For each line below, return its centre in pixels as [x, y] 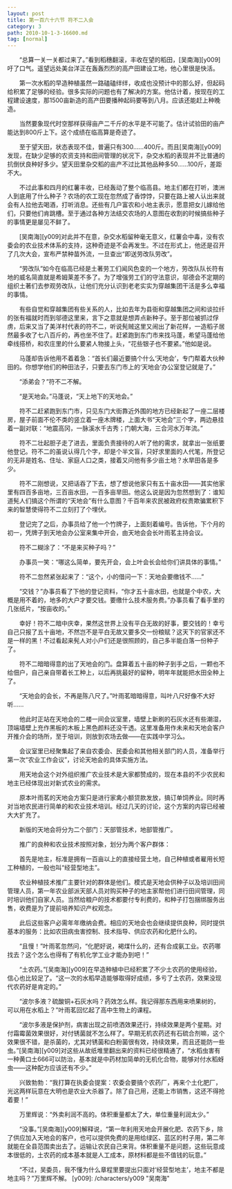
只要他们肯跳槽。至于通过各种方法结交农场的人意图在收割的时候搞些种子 [122, 213]
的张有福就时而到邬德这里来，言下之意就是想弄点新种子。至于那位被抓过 [110, 318]
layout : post [26, 13]
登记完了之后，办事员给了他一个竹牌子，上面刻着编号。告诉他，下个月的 [122, 524]
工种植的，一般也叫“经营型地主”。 [55, 868]
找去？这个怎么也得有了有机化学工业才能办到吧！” [78, 955]
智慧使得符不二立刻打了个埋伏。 [65, 510]
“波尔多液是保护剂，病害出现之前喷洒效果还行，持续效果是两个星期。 [117, 1025]
